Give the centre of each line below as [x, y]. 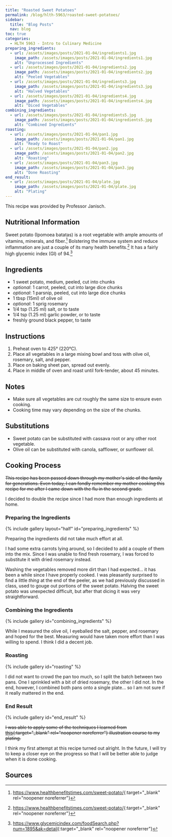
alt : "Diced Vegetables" [41, 106]
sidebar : [15, 20]
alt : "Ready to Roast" [39, 144]
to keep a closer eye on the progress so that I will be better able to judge [82, 753]
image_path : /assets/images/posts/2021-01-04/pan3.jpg [74, 167]
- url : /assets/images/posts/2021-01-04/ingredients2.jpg [73, 67]
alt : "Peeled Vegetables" [42, 77]
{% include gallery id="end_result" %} [46, 717]
